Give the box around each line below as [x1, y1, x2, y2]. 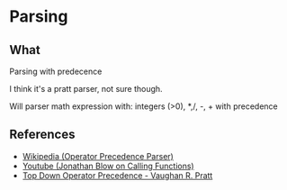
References [9, 127, 76, 142]
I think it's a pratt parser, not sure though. [9, 84, 164, 94]
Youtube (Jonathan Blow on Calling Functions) [22, 160, 195, 171]
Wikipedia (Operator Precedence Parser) [22, 150, 174, 161]
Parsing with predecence [9, 66, 103, 77]
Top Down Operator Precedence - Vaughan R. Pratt [22, 169, 213, 181]
